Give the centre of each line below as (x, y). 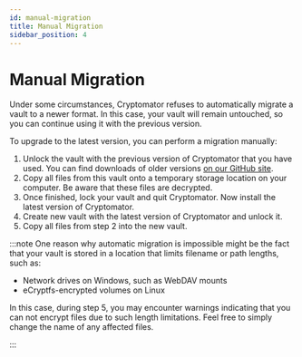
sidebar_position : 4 (49, 34)
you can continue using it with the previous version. (106, 124)
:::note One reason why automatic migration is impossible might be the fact (150, 244)
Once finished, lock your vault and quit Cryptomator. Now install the (149, 198)
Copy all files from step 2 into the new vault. (105, 227)
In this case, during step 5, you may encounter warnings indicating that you (150, 308)
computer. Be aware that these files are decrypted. (117, 188)
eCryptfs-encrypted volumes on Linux (94, 290)
